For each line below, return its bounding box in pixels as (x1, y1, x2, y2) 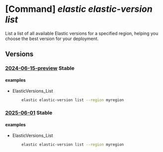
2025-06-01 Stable (5, 109, 53, 116)
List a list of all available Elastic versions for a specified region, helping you (5, 30, 159, 36)
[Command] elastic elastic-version (5, 3, 153, 15)
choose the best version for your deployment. (5, 36, 99, 42)
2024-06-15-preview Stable (5, 65, 75, 72)
